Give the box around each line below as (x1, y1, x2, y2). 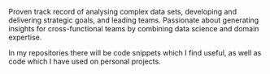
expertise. (8, 32, 42, 42)
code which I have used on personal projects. (8, 56, 161, 66)
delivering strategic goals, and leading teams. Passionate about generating (8, 15, 259, 25)
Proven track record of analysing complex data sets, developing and (8, 7, 237, 16)
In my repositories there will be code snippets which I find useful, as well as (8, 48, 262, 57)
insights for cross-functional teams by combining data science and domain (8, 24, 259, 33)
